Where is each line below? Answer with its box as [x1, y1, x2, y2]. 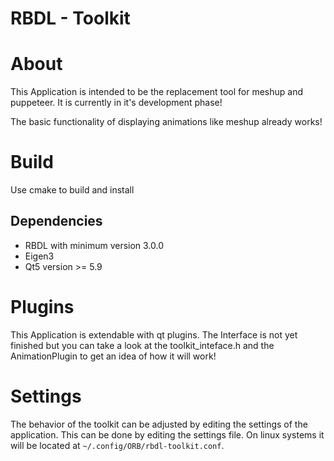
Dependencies [10, 213, 103, 230]
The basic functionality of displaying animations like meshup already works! [10, 116, 323, 128]
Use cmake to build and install [10, 184, 135, 196]
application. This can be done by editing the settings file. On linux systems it [10, 428, 325, 441]
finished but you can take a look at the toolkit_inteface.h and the [10, 339, 275, 351]
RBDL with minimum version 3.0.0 [24, 239, 165, 251]
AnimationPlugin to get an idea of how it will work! [10, 350, 217, 362]
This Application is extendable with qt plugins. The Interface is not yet [10, 328, 298, 341]
